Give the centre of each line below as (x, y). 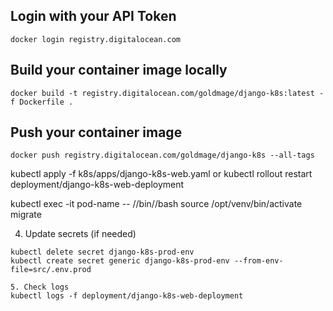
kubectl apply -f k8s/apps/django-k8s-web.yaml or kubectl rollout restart (161, 174)
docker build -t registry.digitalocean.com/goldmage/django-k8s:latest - (167, 93)
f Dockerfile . (42, 102)
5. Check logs (40, 287)
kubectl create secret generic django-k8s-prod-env (120, 261)
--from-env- (258, 261)
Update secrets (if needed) (80, 234)
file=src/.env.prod (51, 270)
